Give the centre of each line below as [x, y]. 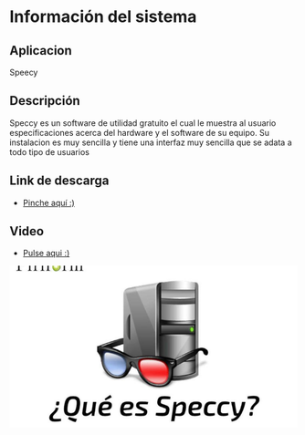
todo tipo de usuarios [49, 151]
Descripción [45, 101]
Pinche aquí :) [48, 202]
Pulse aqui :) [46, 254]
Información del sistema [103, 17]
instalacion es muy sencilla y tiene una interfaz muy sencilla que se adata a [151, 142]
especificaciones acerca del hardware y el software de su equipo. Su [139, 132]
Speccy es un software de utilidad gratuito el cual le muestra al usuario [143, 123]
